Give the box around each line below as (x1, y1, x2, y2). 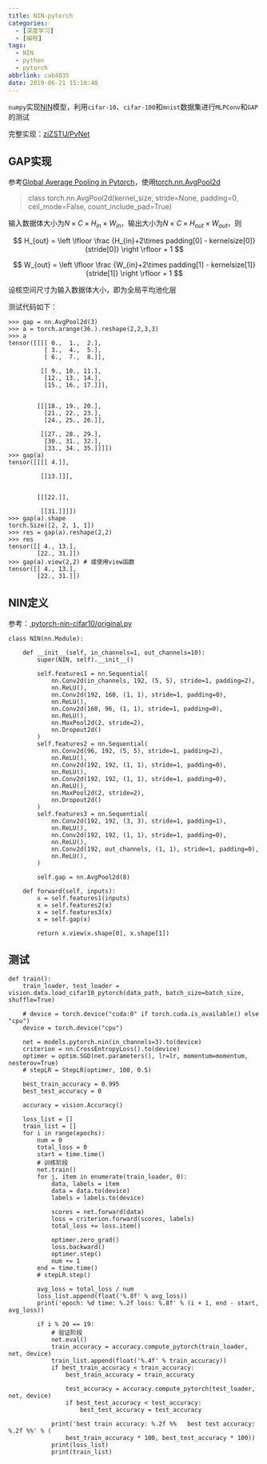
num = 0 (37, 1136, 62, 1144)
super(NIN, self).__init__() (37, 655, 134, 664)
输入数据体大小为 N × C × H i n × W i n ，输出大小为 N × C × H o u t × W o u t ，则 (8, 218, 242, 230)
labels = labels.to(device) (50, 1194, 145, 1202)
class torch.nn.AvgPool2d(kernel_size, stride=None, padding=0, (27, 193, 239, 203)
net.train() (37, 1166, 78, 1174)
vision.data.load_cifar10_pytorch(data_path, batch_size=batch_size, (8, 989, 245, 997)
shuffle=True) (8, 996, 56, 1004)
